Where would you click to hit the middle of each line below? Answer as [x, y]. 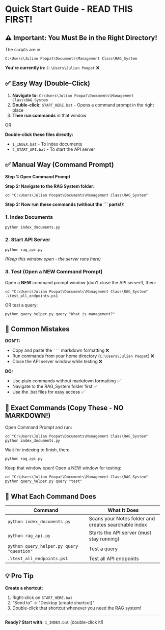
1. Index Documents [29, 217]
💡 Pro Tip [19, 576]
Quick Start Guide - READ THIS [69, 9]
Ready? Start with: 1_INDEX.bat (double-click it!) [55, 622]
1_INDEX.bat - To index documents [47, 144]
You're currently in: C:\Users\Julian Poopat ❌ [52, 68]
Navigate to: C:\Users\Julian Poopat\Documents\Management [73, 95]
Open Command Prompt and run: [39, 428]
